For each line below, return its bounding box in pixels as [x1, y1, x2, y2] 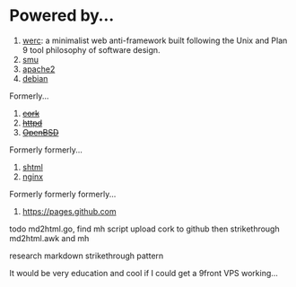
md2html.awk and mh [9, 232, 90, 243]
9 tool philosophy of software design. [22, 44, 161, 55]
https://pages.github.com [22, 205, 117, 216]
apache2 [22, 64, 56, 74]
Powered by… [9, 5, 115, 26]
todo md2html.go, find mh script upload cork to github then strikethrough [9, 223, 280, 234]
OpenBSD [22, 126, 59, 137]
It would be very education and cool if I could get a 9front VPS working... [9, 267, 278, 278]
